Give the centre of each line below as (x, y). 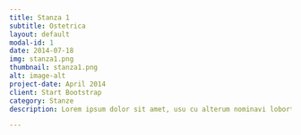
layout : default (39, 34)
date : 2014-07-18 (42, 51)
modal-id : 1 (31, 42)
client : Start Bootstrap (56, 92)
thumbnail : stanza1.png (54, 68)
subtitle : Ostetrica (48, 26)
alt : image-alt (38, 76)
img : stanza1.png (42, 59)
